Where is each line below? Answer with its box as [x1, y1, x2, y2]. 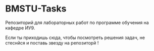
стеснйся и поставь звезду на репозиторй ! [5, 39, 99, 45]
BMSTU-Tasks [5, 3, 67, 14]
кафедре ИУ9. [5, 24, 35, 30]
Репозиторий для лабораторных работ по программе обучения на [5, 19, 149, 25]
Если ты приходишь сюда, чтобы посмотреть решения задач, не [5, 34, 145, 40]
